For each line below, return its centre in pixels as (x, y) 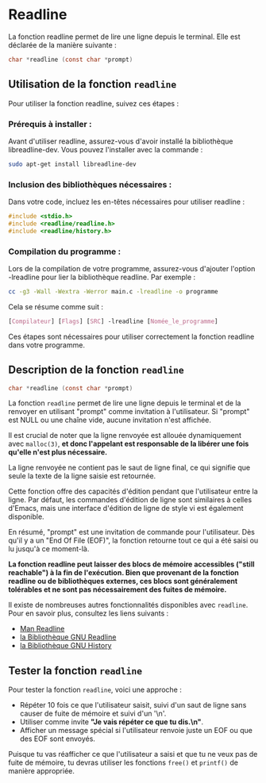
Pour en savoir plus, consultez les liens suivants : (89, 613)
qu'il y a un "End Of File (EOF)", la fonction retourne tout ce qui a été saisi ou (133, 540)
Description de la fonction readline (96, 370)
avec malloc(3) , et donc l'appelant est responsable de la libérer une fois (129, 444)
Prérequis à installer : (50, 124)
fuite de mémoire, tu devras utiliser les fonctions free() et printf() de (123, 762)
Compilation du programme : (65, 251)
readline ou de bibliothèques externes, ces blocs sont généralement (123, 581)
